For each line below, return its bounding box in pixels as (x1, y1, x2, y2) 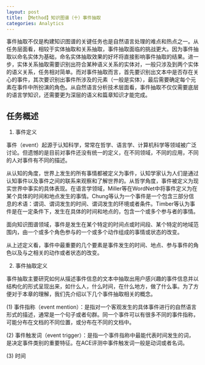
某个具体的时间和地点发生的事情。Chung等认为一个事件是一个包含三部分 (6, 193, 189, 200)
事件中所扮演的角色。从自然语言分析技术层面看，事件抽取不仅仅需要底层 (16, 84, 199, 91)
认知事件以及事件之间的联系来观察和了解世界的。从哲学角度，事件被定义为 (6, 177, 193, 185)
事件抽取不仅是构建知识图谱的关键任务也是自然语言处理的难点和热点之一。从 (6, 38, 199, 45)
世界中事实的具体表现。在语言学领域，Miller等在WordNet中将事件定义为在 (11, 185, 198, 193)
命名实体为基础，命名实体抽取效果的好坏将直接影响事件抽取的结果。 (16, 53, 188, 61)
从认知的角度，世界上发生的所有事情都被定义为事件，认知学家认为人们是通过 (6, 169, 199, 177)
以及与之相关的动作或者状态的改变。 (11, 249, 103, 257)
